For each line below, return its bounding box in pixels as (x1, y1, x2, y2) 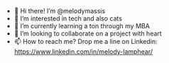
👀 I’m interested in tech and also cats (13, 14, 123, 23)
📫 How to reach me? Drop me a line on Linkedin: (13, 38, 158, 45)
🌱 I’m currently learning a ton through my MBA (13, 22, 151, 30)
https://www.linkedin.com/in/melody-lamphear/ (13, 47, 153, 56)
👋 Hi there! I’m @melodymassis (13, 7, 106, 15)
